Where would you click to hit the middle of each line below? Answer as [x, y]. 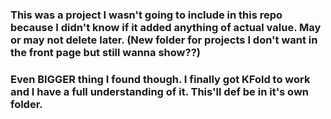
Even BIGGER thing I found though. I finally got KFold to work [160, 79]
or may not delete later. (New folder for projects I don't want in [164, 40]
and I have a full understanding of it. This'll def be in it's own [160, 91]
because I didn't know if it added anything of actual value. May [166, 27]
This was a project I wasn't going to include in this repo [146, 15]
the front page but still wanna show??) [105, 52]
